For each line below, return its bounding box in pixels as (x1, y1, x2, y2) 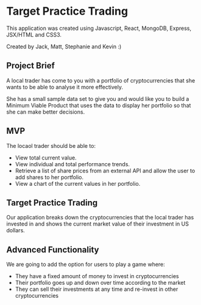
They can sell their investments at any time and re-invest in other (15, 285, 178, 293)
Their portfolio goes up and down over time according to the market (15, 279, 186, 287)
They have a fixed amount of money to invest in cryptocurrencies (15, 273, 179, 280)
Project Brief (6, 61, 55, 71)
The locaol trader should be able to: (6, 142, 96, 149)
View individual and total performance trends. (15, 160, 130, 167)
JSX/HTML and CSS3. (6, 31, 62, 38)
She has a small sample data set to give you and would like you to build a (6, 95, 189, 102)
